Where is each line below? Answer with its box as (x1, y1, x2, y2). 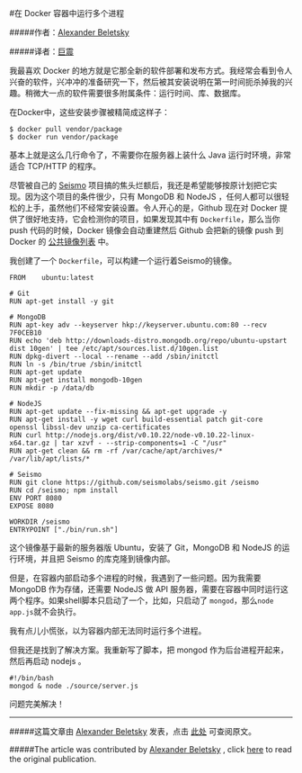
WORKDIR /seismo (9, 517, 70, 526)
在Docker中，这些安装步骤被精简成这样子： (9, 107, 171, 117)
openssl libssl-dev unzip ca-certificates (9, 423, 171, 432)
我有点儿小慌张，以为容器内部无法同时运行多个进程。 (9, 625, 207, 636)
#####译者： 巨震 (9, 46, 75, 57)
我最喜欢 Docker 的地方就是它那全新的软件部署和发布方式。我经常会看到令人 (9, 66, 293, 76)
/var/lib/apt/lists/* (9, 454, 91, 463)
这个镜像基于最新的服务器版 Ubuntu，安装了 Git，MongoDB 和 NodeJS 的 (9, 543, 282, 553)
